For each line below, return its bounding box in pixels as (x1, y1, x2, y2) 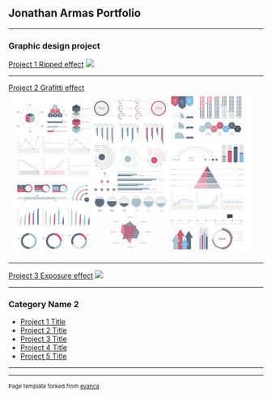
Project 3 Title (19, 334, 67, 344)
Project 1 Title (19, 317, 66, 327)
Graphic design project (8, 40, 101, 51)
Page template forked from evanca (8, 383, 100, 391)
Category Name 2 (8, 299, 79, 310)
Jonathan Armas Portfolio (8, 6, 142, 20)
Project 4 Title (19, 343, 67, 353)
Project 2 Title (19, 326, 67, 336)
